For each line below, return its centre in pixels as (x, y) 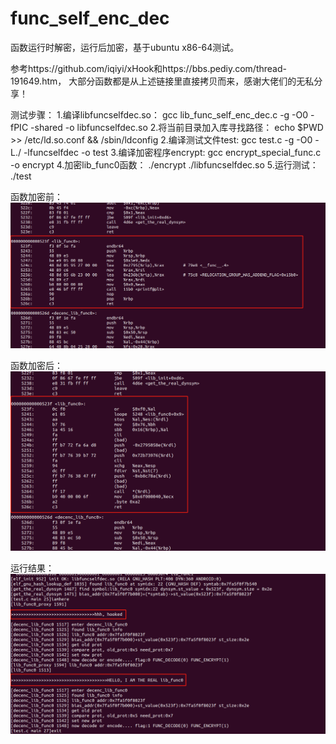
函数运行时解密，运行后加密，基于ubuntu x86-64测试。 (125, 47)
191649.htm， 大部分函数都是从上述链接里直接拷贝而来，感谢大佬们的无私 (162, 81)
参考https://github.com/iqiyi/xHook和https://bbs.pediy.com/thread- (148, 68)
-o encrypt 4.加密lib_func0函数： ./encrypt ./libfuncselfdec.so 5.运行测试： (164, 164)
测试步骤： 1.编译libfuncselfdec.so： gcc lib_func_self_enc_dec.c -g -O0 (159, 114)
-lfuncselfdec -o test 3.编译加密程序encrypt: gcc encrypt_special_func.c (172, 152)
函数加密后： (36, 365)
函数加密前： (36, 196)
